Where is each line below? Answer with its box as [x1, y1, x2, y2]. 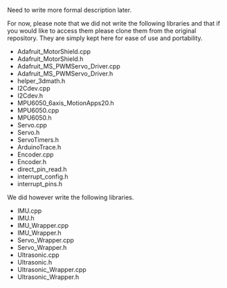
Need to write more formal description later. [7, 6, 132, 14]
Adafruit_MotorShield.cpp [17, 48, 91, 55]
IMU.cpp [17, 207, 42, 215]
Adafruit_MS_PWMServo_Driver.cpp [17, 62, 121, 70]
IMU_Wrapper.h [17, 228, 62, 237]
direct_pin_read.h [17, 165, 67, 173]
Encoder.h [17, 158, 47, 165]
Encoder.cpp [17, 150, 54, 159]
